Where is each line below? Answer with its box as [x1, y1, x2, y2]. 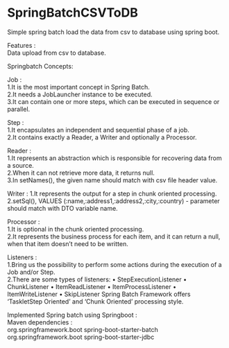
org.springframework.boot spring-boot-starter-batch [7, 325, 158, 333]
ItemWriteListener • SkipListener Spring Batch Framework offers [7, 290, 191, 298]
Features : [7, 41, 36, 49]
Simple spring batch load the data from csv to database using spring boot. [7, 28, 220, 36]
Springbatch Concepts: [7, 62, 74, 70]
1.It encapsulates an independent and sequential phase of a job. [7, 125, 189, 134]
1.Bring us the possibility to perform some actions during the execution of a [7, 260, 222, 268]
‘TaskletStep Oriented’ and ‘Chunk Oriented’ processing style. [7, 297, 184, 306]
